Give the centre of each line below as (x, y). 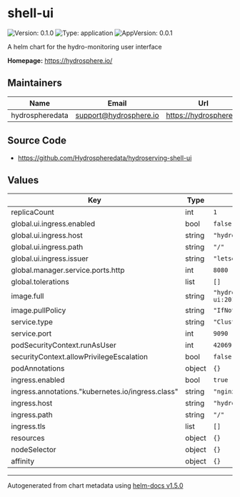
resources (28, 438)
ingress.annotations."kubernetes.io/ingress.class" (95, 392)
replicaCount (33, 212)
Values (23, 180)
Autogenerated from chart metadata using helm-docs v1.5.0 (95, 486)
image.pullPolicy (39, 311)
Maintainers (35, 83)
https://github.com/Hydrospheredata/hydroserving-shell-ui (105, 158)
